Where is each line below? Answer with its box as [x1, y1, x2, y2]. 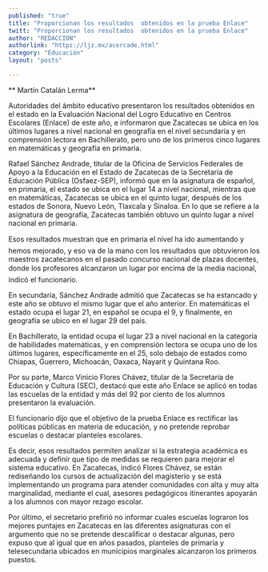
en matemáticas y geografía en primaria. [8, 143, 142, 153]
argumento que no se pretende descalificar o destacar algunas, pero [8, 529, 235, 538]
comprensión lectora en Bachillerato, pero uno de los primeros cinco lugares [8, 134, 261, 144]
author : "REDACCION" [8, 34, 78, 42]
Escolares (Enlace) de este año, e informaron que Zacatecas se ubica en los [8, 118, 259, 127]
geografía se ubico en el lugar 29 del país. [8, 315, 148, 325]
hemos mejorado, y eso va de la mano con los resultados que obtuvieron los [8, 246, 260, 255]
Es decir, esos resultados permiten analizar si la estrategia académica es [8, 446, 248, 455]
